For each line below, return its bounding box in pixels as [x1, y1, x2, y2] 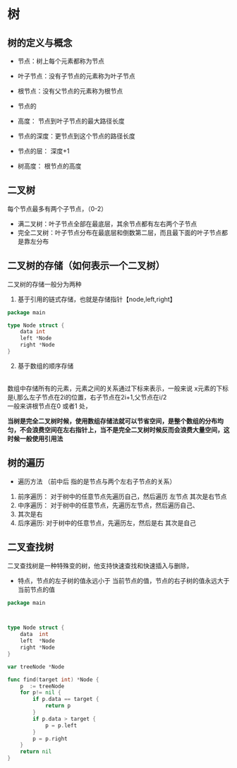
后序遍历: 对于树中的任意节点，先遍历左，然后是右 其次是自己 [17, 518, 196, 527]
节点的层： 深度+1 [17, 147, 70, 155]
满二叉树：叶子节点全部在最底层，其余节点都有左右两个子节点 [17, 220, 197, 228]
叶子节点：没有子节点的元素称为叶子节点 [17, 72, 135, 80]
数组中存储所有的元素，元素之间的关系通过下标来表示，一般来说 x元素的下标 [7, 384, 229, 392]
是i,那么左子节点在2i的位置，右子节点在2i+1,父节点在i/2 [7, 392, 167, 401]
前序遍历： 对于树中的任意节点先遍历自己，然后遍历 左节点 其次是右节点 [17, 492, 227, 500]
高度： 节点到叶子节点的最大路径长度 [17, 117, 125, 125]
